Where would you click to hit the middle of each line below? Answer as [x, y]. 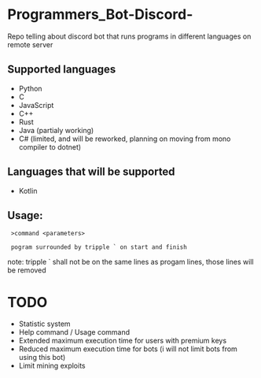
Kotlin [28, 191]
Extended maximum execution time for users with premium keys [123, 341]
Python [30, 88]
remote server [30, 44]
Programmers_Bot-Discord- [100, 15]
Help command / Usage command [74, 332]
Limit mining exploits [52, 366]
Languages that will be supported [91, 172]
